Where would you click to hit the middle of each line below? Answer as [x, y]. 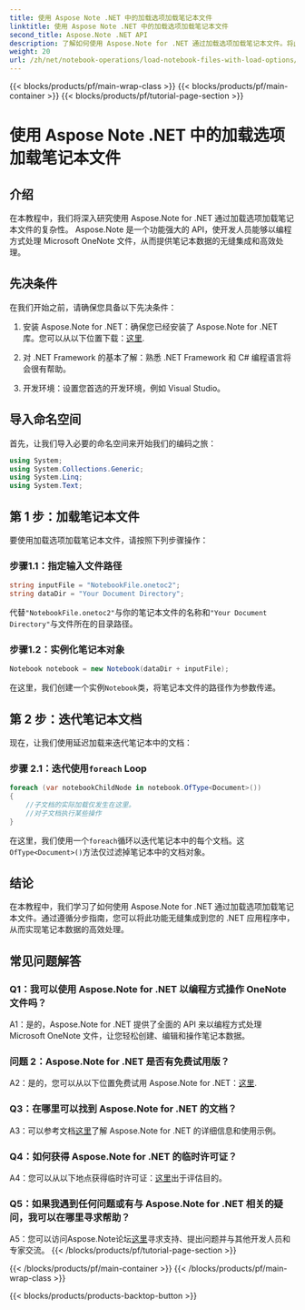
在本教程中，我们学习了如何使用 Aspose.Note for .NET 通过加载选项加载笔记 [152, 907]
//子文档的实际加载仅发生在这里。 [81, 805]
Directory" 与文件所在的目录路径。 [74, 624]
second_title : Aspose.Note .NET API [79, 35]
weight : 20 [30, 52]
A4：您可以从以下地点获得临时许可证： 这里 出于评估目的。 [118, 1178]
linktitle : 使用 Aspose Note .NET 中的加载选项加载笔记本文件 [119, 26]
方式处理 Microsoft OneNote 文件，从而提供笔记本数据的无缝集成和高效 [143, 241]
